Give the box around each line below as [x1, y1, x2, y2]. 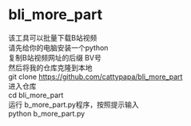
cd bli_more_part [8, 90, 64, 100]
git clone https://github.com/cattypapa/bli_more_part [8, 72, 183, 81]
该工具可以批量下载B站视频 [8, 33, 97, 42]
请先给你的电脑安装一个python [8, 42, 109, 53]
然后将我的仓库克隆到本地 [8, 62, 93, 73]
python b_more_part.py [8, 108, 86, 118]
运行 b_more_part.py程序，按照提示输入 [8, 100, 139, 109]
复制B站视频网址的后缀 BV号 [8, 53, 101, 62]
